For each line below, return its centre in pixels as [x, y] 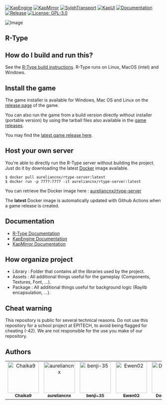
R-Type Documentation [36, 233]
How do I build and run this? [49, 55]
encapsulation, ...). [31, 293]
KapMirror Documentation [39, 244]
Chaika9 [23, 396]
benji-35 [95, 396]
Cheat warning [29, 308]
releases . [14, 126]
